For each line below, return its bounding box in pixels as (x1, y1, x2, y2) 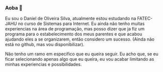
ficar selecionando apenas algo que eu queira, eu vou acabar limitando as (5, 56, 154, 62)
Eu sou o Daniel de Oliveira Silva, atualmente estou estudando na (5, 16, 136, 22)
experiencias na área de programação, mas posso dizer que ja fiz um (5, 26, 145, 32)
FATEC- (137, 16, 153, 22)
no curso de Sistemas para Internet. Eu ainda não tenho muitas (18, 21, 145, 26)
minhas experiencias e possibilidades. (5, 61, 82, 68)
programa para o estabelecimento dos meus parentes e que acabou (5, 31, 142, 37)
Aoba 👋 (5, 4, 23, 11)
